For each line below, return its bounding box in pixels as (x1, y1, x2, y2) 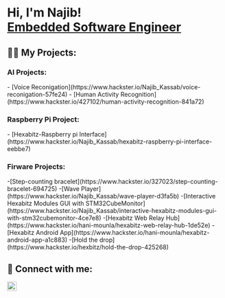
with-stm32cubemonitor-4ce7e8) (7, 214, 102, 222)
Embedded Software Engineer (7, 19, 182, 35)
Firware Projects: (7, 162, 66, 172)
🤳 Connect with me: (7, 263, 93, 275)
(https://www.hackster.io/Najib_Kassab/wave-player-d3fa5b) (7, 192, 180, 200)
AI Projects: (7, 67, 47, 77)
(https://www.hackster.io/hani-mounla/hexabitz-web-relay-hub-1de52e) (7, 221, 211, 229)
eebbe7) (7, 145, 31, 153)
